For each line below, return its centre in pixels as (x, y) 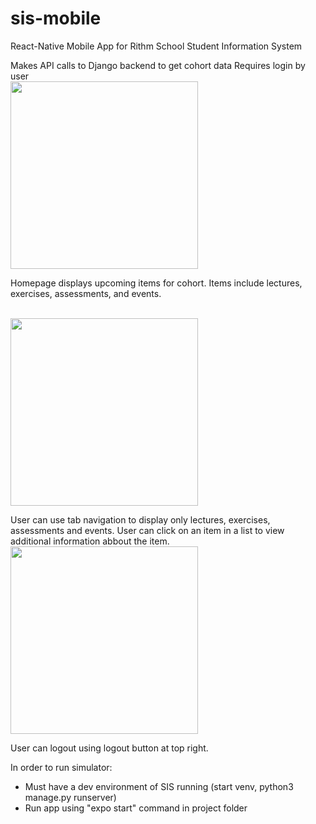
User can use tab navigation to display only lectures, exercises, (140, 519)
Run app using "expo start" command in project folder (136, 808)
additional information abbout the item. (90, 541)
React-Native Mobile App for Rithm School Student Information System (156, 46)
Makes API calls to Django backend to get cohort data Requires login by (158, 65)
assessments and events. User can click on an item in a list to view (147, 530)
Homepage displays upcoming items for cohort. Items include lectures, (156, 283)
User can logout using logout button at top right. (109, 748)
